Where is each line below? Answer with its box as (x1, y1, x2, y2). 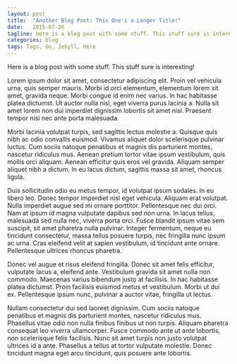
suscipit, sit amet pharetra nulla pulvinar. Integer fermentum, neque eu (7, 224, 212, 232)
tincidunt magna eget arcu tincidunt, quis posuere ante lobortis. (7, 349, 192, 357)
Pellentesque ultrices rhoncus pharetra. (7, 247, 122, 254)
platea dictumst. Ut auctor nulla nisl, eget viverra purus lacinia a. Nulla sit (7, 99, 219, 107)
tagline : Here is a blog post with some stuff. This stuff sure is (7, 30, 210, 37)
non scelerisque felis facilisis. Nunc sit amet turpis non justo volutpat (7, 334, 207, 342)
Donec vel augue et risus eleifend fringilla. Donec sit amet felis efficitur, (7, 260, 215, 269)
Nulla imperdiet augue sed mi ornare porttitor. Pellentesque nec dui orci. (7, 201, 217, 209)
